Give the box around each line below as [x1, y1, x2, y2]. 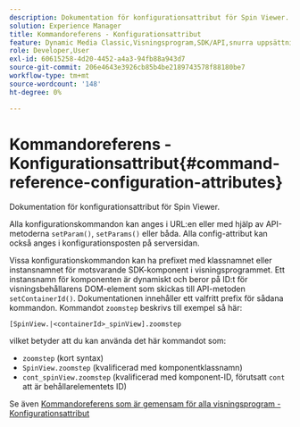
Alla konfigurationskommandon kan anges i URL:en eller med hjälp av [9, 219, 264, 230]
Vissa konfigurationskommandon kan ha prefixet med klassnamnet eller [9, 255, 272, 266]
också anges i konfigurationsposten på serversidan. [9, 238, 200, 248]
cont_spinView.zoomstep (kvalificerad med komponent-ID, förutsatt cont [21, 372, 286, 382]
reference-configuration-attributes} [9, 172, 283, 192]
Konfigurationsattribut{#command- [9, 153, 280, 173]
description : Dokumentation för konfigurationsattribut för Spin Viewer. [9, 13, 290, 22]
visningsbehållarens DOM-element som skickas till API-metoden [9, 283, 246, 295]
